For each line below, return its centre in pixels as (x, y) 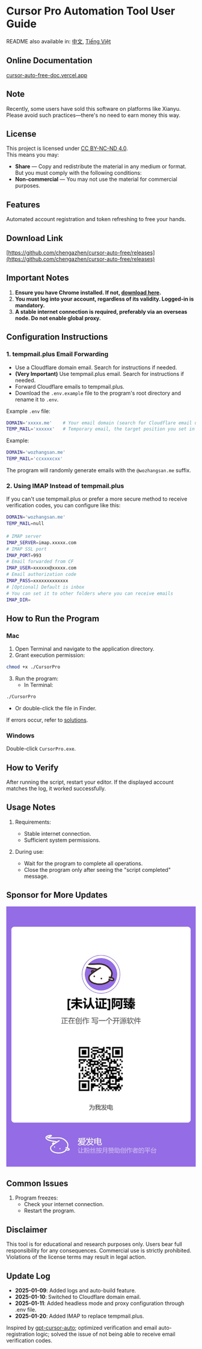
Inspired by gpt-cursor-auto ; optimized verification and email (82, 1328)
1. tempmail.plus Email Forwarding (57, 354)
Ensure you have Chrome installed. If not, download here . (88, 292)
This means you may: (33, 155)
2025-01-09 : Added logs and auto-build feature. (75, 1291)
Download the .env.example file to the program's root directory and (98, 393)
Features (23, 205)
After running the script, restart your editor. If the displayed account (90, 782)
